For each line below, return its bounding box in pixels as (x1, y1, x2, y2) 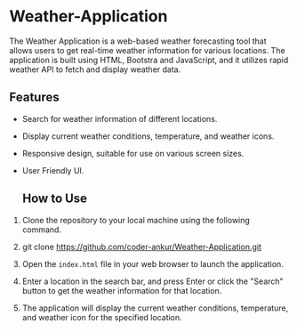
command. (21, 224, 62, 235)
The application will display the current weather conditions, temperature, (21, 303, 289, 313)
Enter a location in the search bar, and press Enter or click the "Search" (21, 276, 284, 287)
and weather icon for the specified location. (21, 311, 182, 322)
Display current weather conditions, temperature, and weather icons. (21, 131, 275, 141)
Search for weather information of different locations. (21, 113, 218, 124)
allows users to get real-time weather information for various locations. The (9, 44, 286, 55)
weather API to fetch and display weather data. (9, 64, 181, 75)
